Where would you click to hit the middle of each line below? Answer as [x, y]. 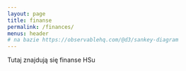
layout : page [27, 14]
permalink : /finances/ [41, 27]
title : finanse [30, 20]
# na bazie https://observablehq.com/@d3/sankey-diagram [93, 40]
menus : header [28, 33]
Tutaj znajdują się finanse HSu [51, 60]
